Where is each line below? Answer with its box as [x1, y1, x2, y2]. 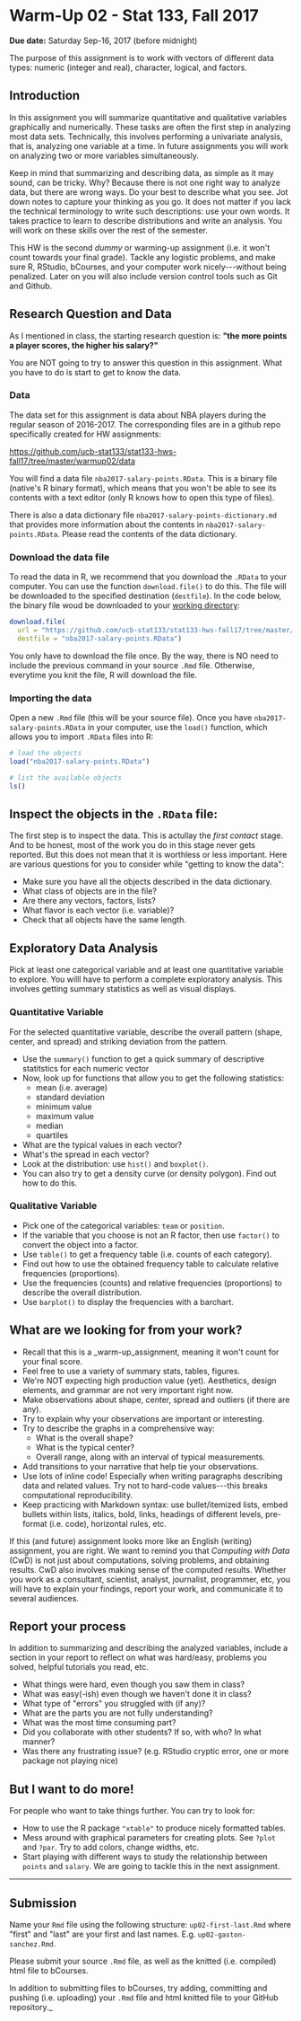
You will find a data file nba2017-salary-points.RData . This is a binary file [9, 472, 278, 483]
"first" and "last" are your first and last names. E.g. [9, 1928, 196, 1940]
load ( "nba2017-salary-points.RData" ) [9, 756, 150, 766]
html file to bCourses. [9, 1965, 90, 1976]
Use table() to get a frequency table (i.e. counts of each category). [21, 1249, 272, 1259]
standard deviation [35, 1091, 105, 1102]
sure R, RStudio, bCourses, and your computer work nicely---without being [9, 261, 287, 272]
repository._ [9, 2002, 53, 2013]
